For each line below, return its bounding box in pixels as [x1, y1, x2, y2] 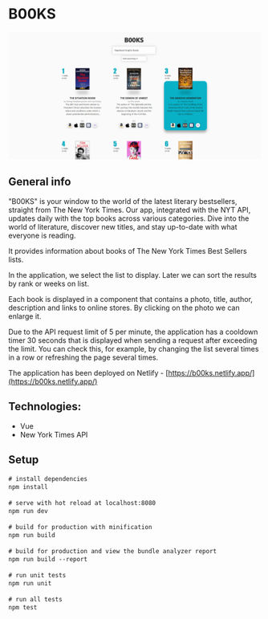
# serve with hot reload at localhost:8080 [8, 499, 156, 507]
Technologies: [8, 400, 82, 413]
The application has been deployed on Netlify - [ [8, 368, 169, 377]
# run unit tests [8, 572, 67, 580]
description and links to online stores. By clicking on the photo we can [8, 303, 240, 312]
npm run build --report [8, 556, 88, 564]
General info [8, 175, 71, 189]
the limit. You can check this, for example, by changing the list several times [8, 344, 259, 353]
